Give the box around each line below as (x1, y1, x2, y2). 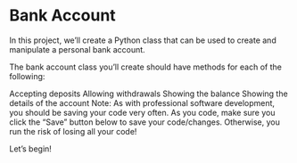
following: (9, 70, 45, 81)
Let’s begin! (9, 143, 52, 154)
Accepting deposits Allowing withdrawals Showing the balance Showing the (9, 88, 288, 99)
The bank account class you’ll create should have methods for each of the (9, 61, 283, 72)
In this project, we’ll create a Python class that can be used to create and (9, 35, 276, 45)
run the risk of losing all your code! (9, 126, 137, 136)
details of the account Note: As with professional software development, (9, 97, 275, 108)
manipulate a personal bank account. (9, 44, 145, 54)
